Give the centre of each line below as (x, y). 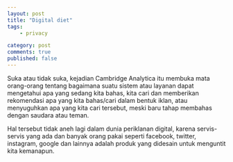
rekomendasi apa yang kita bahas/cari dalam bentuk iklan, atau (97, 100)
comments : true (29, 52)
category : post (29, 46)
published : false (32, 59)
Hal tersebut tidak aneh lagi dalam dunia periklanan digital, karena (101, 129)
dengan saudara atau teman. (48, 115)
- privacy (34, 33)
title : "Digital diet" (40, 20)
